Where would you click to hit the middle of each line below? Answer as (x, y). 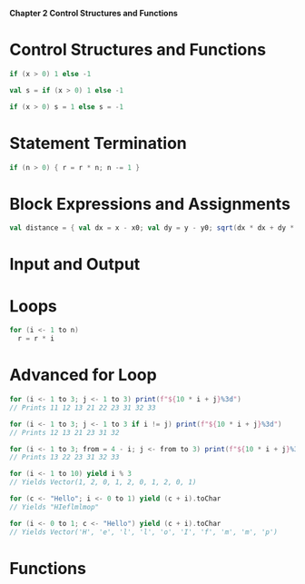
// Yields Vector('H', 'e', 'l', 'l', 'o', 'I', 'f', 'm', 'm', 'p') (144, 532)
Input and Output (75, 265)
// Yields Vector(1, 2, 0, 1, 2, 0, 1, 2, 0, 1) (103, 482)
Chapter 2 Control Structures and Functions (94, 13)
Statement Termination (98, 143)
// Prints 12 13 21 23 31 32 (64, 432)
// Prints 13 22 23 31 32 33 (64, 458)
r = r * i (36, 339)
